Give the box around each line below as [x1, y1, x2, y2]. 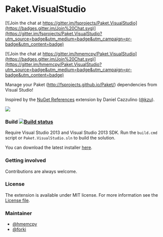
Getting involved [5, 157, 46, 164]
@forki [12, 227, 26, 233]
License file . [5, 197, 30, 203]
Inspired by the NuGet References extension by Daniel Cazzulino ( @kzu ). [5, 96, 155, 103]
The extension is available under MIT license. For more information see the [5, 192, 158, 198]
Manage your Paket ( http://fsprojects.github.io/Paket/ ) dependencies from [5, 81, 158, 88]
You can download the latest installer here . [5, 144, 93, 150]
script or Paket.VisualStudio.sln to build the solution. [5, 135, 116, 141]
